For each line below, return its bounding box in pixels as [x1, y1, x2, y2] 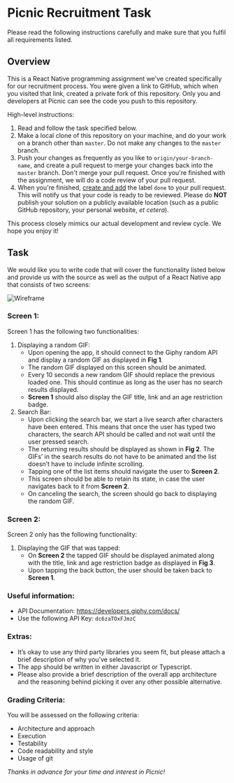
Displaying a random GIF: [17, 341, 91, 349]
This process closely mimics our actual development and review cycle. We [7, 219, 221, 227]
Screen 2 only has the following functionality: [7, 530, 138, 539]
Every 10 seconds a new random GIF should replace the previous [27, 370, 215, 379]
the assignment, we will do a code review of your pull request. [17, 176, 196, 184]
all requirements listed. [7, 35, 73, 43]
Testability [17, 740, 47, 748]
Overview [7, 56, 51, 68]
